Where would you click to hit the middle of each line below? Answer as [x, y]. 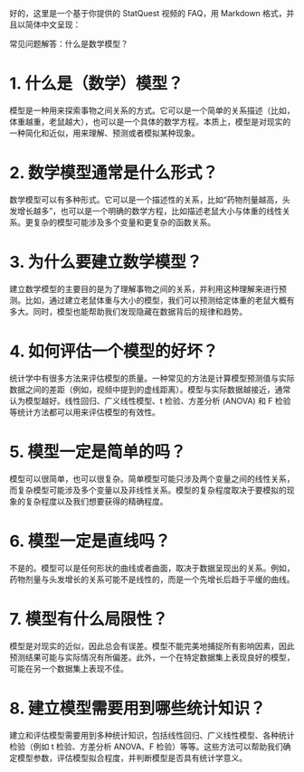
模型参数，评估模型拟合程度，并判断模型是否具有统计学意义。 [132, 758]
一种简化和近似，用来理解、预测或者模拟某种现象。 [104, 133]
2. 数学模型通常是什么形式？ [114, 173]
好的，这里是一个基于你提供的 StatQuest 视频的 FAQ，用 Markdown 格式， [148, 13]
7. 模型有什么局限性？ [89, 619]
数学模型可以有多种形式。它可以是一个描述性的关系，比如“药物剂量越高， [146, 199]
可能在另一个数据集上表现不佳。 [69, 668]
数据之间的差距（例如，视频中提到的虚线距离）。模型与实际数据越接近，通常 [150, 389]
